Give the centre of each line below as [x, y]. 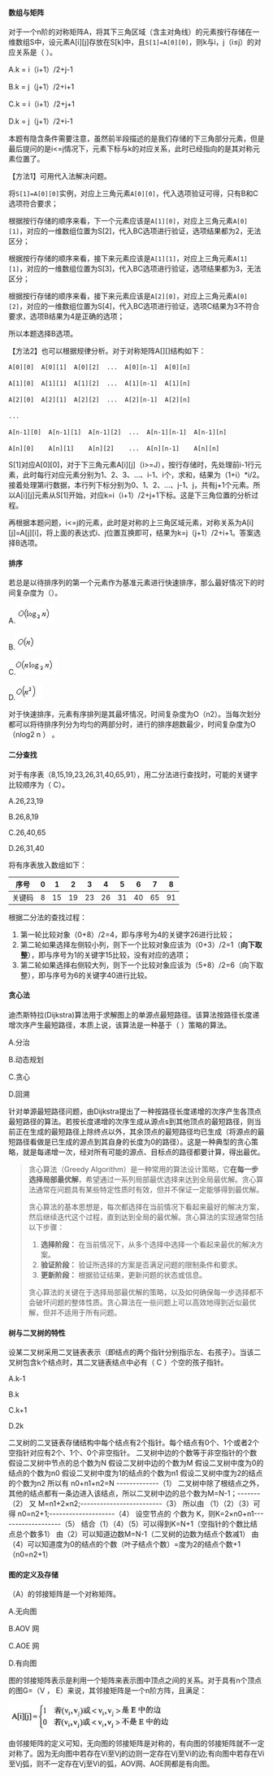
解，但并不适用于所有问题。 [75, 1313]
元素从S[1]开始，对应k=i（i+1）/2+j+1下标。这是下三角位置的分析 [143, 495]
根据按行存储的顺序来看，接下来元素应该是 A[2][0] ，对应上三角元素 [121, 296]
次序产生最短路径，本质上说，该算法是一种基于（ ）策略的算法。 [123, 1025]
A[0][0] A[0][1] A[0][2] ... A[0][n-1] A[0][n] [100, 367]
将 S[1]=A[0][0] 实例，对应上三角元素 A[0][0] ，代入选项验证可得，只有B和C [133, 193]
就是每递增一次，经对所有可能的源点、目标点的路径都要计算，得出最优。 [143, 1152]
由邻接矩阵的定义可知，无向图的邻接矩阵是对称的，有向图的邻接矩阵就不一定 [136, 1743]
